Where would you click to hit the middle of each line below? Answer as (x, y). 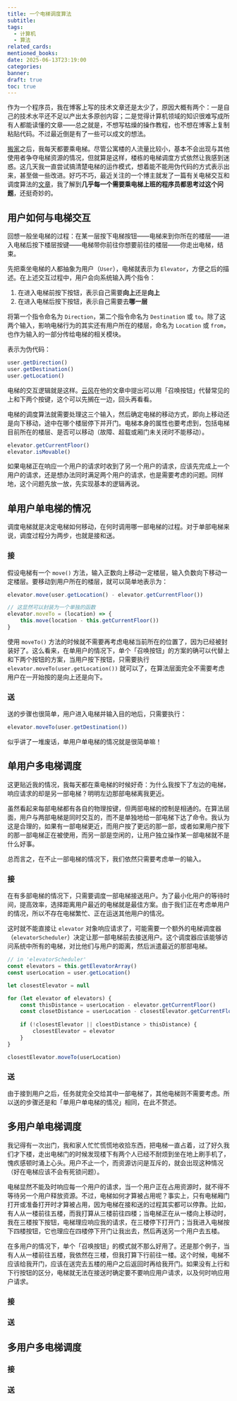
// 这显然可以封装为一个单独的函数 (51, 607)
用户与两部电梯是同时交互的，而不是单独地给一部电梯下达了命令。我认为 (124, 817)
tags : (15, 27)
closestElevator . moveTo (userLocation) (64, 1057)
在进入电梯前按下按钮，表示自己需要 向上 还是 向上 (89, 293)
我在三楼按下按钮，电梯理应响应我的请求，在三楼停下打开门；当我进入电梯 (115, 1222)
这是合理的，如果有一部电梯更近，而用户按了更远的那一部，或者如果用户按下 (119, 826)
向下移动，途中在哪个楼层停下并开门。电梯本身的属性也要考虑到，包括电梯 (121, 423)
